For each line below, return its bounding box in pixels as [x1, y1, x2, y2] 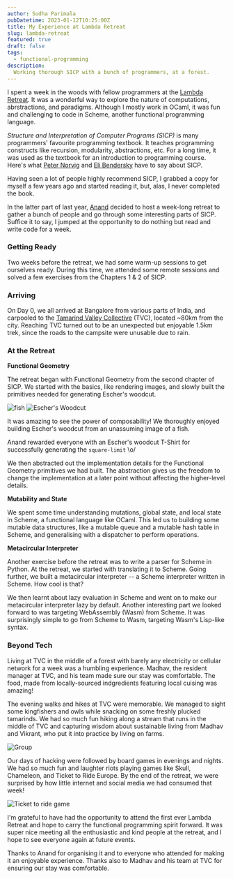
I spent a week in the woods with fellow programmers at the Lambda [7, 88, 204, 96]
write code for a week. [7, 225, 72, 233]
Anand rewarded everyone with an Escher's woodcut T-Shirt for [7, 438, 191, 447]
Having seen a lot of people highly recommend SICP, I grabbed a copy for [7, 174, 218, 182]
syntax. [7, 623, 29, 632]
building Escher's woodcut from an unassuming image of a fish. [7, 424, 190, 433]
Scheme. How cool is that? [7, 580, 84, 589]
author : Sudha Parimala [7, 10, 77, 17]
